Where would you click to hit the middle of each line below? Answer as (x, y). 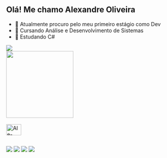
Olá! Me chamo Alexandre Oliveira (71, 10)
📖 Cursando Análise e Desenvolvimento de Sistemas (79, 30)
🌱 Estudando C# (35, 37)
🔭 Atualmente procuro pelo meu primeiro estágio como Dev (88, 24)
